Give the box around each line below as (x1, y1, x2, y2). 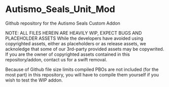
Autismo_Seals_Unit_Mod (5, 4, 115, 15)
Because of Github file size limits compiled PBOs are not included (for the (5, 66, 159, 72)
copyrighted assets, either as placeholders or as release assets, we (5, 40, 146, 46)
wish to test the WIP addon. (5, 77, 63, 83)
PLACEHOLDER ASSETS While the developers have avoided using (5, 35, 144, 41)
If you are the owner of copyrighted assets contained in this (5, 51, 130, 57)
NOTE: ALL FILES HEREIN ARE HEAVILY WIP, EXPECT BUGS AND (5, 30, 142, 36)
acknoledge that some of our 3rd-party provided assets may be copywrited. (5, 46, 164, 52)
